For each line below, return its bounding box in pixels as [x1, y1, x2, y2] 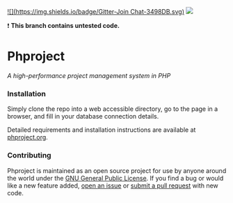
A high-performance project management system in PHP [7, 71, 171, 80]
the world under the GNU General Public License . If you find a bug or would [7, 174, 224, 182]
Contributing [7, 151, 51, 160]
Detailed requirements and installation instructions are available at [7, 126, 196, 134]
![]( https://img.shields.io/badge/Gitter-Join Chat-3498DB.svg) [7, 8, 185, 15]
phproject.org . [7, 133, 49, 142]
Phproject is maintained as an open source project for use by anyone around [7, 166, 227, 174]
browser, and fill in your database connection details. [7, 112, 159, 121]
